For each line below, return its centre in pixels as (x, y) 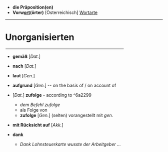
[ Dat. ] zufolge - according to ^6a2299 (52, 95)
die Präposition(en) (33, 7)
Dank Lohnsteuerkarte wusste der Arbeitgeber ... (70, 144)
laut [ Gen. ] (23, 76)
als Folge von (33, 110)
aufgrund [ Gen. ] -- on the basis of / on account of (64, 85)
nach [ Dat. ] (24, 66)
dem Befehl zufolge (40, 105)
